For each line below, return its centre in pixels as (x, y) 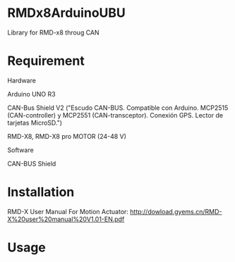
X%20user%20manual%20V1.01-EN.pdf (66, 219)
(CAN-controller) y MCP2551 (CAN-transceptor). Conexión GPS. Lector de (115, 115)
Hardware (22, 80)
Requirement (46, 61)
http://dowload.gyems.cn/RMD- (176, 211)
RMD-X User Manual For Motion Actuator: (68, 211)
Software (20, 150)
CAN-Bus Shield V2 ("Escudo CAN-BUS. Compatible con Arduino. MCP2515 (118, 108)
